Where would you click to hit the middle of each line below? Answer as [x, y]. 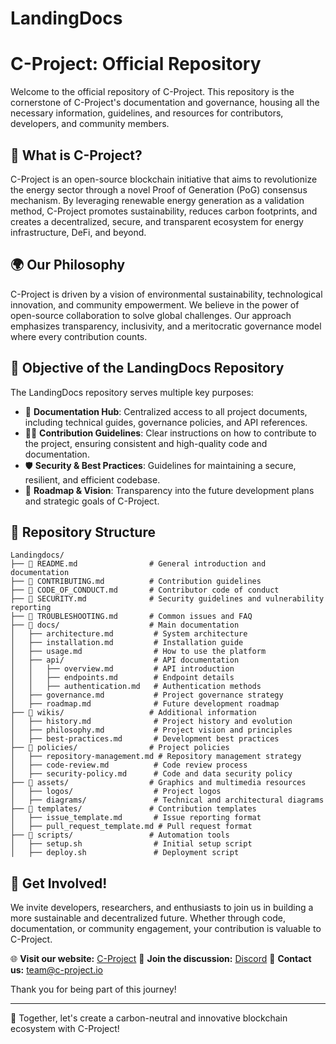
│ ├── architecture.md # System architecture [129, 634]
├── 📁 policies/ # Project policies [120, 748]
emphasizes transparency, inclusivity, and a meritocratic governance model [166, 326]
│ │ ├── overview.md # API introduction [122, 669]
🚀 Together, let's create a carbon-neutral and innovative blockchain [149, 1018]
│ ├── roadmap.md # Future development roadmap [145, 704]
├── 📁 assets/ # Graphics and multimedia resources [158, 783]
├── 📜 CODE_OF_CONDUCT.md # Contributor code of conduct [145, 590]
